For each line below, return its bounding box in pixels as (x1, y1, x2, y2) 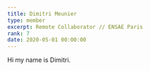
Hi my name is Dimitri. (7, 56, 71, 64)
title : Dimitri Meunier (7, 10, 77, 18)
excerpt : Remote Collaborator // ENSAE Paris (7, 23, 143, 30)
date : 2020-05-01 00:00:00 (7, 37, 87, 44)
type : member (7, 17, 46, 24)
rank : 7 (7, 30, 30, 37)
